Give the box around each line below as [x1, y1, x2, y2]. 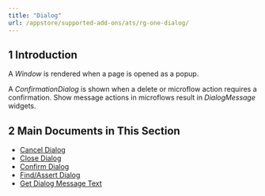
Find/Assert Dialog [19, 171, 81, 180]
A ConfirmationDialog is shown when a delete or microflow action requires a [8, 85, 257, 94]
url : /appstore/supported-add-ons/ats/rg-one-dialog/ [8, 19, 190, 27]
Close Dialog [19, 153, 62, 163]
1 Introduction [8, 48, 78, 62]
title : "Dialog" [8, 11, 62, 20]
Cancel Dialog [19, 145, 66, 155]
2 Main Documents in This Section [8, 124, 180, 138]
